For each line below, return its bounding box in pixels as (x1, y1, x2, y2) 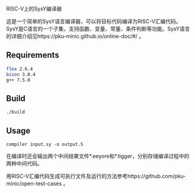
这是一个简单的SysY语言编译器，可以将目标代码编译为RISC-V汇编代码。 (6, 18, 182, 25)
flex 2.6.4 (6, 66, 33, 72)
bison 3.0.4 (6, 71, 36, 77)
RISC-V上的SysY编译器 (6, 5, 62, 12)
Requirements (6, 50, 59, 61)
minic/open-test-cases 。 (6, 180, 69, 187)
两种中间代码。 (6, 160, 43, 167)
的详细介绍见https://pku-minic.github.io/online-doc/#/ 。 (6, 33, 145, 40)
